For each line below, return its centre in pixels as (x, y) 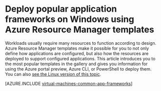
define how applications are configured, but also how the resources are (77, 53)
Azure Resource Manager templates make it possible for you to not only (77, 48)
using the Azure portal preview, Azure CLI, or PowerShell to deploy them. (78, 69)
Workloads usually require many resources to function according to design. (81, 43)
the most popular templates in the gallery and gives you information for (76, 64)
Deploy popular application (61, 9)
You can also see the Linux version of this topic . (53, 74)
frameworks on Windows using (70, 19)
